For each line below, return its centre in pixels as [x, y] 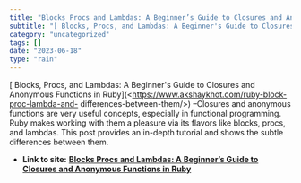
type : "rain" [34, 59]
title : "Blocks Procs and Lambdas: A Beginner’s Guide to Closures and [146, 17]
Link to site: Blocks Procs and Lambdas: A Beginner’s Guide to [140, 159]
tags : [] [26, 43]
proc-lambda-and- [44, 104]
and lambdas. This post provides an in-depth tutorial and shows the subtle [146, 132]
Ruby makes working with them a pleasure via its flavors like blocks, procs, [148, 123]
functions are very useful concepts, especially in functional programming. [146, 113]
